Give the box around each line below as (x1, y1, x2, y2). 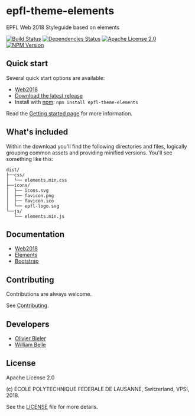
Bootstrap (14, 257, 39, 265)
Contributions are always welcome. (6, 291, 92, 298)
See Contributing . (6, 302, 49, 309)
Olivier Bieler (14, 335, 46, 341)
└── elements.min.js (14, 213, 65, 220)
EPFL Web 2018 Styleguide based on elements (6, 24, 120, 31)
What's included (6, 127, 69, 137)
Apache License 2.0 (6, 374, 55, 381)
